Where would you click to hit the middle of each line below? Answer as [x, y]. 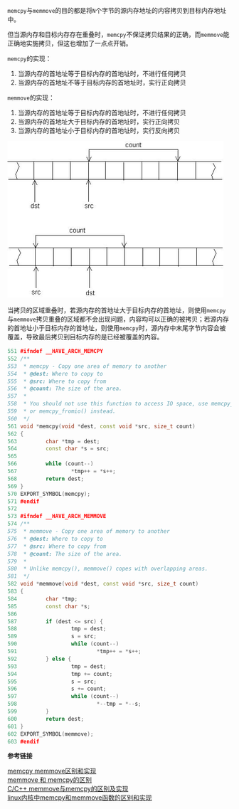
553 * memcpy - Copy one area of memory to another [87, 366]
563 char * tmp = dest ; [54, 441]
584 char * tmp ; [43, 599]
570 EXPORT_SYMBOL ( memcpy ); [49, 494]
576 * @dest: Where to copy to [55, 539]
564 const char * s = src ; [59, 449]
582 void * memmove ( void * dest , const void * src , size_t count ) [103, 584]
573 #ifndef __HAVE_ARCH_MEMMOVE [57, 517]
